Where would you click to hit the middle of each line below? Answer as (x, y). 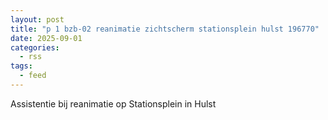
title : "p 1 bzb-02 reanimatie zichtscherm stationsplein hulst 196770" (165, 29)
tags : (21, 66)
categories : (35, 47)
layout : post (37, 19)
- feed (33, 76)
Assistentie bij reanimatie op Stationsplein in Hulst (113, 103)
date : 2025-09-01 (46, 38)
